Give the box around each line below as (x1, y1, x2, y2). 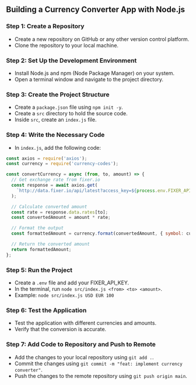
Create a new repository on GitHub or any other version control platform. (14, 35, 190, 43)
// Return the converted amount (11, 241, 90, 247)
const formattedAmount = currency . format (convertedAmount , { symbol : (11, 231, 184, 236)
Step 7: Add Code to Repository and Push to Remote (6, 341, 156, 349)
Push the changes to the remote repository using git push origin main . (14, 372, 188, 379)
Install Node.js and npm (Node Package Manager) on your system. (14, 70, 175, 77)
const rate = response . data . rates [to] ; (11, 209, 108, 215)
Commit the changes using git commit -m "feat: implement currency (14, 360, 183, 367)
